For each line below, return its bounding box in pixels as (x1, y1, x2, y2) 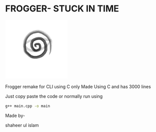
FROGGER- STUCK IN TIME (5, 3, 119, 14)
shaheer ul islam (5, 123, 39, 129)
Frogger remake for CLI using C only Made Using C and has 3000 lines (5, 84, 151, 90)
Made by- (5, 113, 25, 119)
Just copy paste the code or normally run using (5, 93, 103, 100)
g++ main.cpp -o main (5, 104, 50, 109)
